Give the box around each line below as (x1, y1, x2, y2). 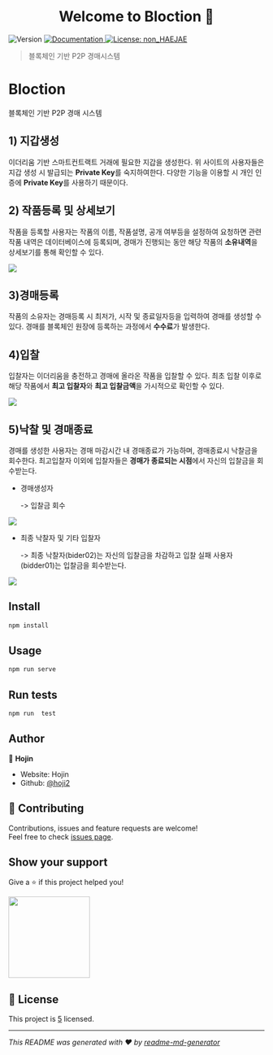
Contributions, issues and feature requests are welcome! (8, 823, 198, 833)
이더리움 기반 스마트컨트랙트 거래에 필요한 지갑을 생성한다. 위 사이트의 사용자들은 (8, 157, 265, 167)
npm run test (8, 709, 57, 718)
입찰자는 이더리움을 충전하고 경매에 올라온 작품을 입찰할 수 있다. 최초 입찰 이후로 (8, 371, 262, 381)
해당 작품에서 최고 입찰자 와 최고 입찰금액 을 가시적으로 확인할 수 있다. (8, 381, 225, 391)
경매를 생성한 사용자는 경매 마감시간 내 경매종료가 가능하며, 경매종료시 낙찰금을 (8, 445, 258, 455)
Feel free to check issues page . (8, 831, 114, 841)
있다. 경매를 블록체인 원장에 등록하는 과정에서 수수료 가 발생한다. (8, 321, 210, 332)
